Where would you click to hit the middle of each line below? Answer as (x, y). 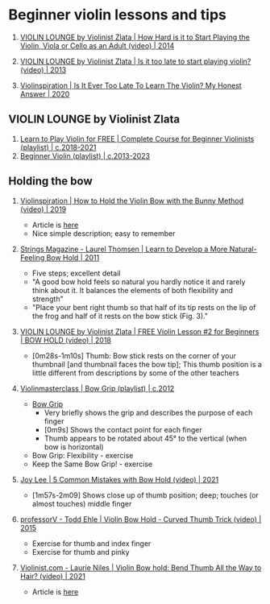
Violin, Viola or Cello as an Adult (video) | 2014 (97, 45)
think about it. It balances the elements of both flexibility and (133, 290)
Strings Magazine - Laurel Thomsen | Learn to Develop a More (124, 249)
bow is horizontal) (74, 447)
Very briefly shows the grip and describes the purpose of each (148, 412)
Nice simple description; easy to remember (104, 233)
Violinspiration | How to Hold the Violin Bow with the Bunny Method (132, 201)
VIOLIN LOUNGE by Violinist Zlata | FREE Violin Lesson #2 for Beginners (139, 331)
